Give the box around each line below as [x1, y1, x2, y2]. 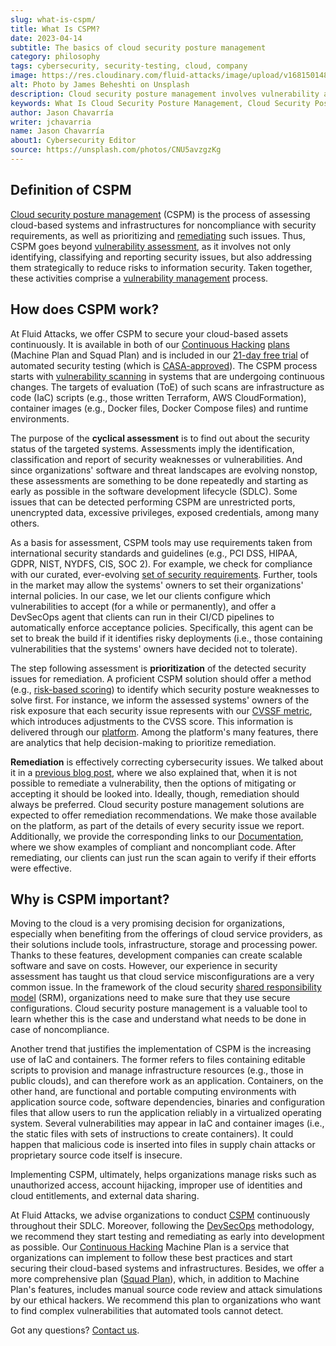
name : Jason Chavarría [10, 126, 105, 136]
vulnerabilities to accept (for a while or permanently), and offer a [10, 600, 277, 612]
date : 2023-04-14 [10, 33, 83, 43]
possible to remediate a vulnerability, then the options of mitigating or [10, 777, 297, 789]
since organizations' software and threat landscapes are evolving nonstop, [10, 464, 318, 476]
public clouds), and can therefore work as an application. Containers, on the [10, 1075, 324, 1087]
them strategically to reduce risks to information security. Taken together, [10, 261, 313, 273]
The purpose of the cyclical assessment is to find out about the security [10, 432, 310, 444]
